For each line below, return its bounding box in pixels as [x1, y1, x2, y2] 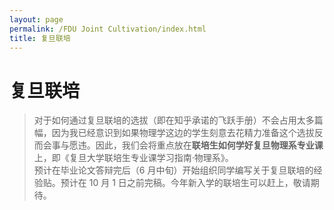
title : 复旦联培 [9, 33, 71, 43]
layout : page [9, 14, 64, 25]
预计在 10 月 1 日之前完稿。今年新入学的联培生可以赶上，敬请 [60, 177, 311, 189]
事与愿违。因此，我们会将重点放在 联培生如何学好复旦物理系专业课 [51, 139, 324, 151]
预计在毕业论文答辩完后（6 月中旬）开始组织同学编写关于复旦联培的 [33, 164, 314, 176]
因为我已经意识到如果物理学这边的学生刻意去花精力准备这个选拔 [51, 127, 315, 139]
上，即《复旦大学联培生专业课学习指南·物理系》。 [33, 152, 234, 164]
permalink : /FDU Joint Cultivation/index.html [9, 24, 207, 34]
